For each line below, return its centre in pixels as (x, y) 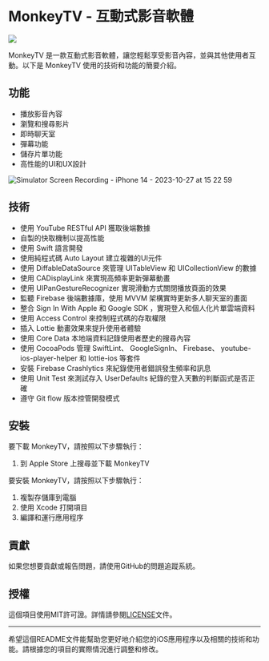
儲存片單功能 (41, 154)
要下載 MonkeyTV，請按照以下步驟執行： (76, 446)
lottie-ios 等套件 (114, 358)
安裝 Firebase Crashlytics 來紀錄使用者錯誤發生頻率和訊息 (115, 368)
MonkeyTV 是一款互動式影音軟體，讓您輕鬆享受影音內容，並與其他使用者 (129, 55)
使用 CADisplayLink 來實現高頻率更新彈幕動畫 (95, 278)
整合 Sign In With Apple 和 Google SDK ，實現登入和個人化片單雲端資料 (137, 308)
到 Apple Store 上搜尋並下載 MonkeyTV (84, 464)
